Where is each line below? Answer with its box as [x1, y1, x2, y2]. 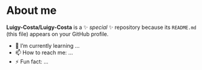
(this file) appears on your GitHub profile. [6, 30, 109, 37]
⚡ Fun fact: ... [15, 58, 49, 65]
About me [6, 4, 57, 17]
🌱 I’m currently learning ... [15, 42, 80, 49]
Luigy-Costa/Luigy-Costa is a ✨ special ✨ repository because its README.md [6, 24, 197, 31]
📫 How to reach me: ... [15, 49, 73, 56]
